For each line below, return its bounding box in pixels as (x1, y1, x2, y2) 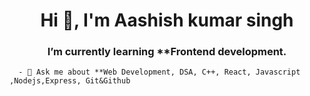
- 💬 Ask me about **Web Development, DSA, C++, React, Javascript (18, 67, 301, 78)
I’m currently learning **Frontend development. (47, 45, 287, 59)
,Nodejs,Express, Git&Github (9, 76, 131, 86)
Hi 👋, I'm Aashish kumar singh (40, 9, 294, 32)
